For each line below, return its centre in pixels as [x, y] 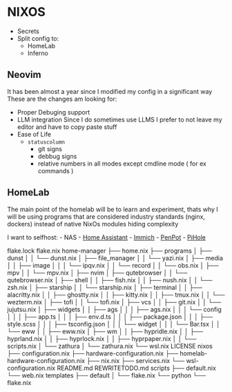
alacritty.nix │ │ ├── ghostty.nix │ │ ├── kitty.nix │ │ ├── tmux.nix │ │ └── [116, 295]
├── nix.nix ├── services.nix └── [135, 360]
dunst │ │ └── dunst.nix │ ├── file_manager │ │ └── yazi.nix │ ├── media [115, 258]
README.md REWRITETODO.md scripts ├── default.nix [136, 368]
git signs [50, 148]
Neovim [24, 75]
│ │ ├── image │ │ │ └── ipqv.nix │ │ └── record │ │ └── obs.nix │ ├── [113, 265]
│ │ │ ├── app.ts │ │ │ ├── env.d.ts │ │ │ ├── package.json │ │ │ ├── [110, 316]
